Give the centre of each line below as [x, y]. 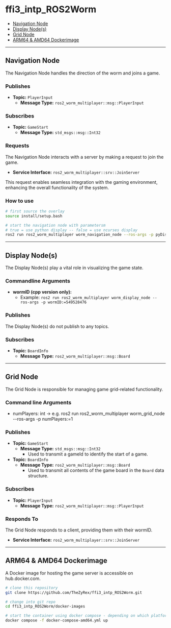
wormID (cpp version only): [42, 292]
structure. [38, 476]
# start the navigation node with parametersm [55, 225]
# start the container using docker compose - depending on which [77, 616]
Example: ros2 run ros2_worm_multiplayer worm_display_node [85, 298]
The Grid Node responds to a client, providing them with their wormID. [79, 530]
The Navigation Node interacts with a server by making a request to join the [84, 157]
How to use [20, 201]
